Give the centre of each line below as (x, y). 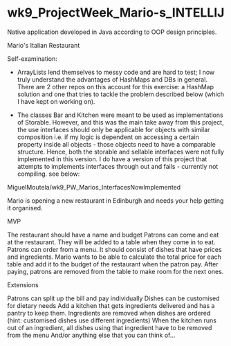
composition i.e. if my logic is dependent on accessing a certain (108, 137)
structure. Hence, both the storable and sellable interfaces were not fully (121, 152)
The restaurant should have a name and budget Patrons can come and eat (113, 235)
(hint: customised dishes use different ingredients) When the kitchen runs (112, 320)
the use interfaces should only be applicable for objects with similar (113, 129)
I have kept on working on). (56, 101)
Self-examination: (32, 58)
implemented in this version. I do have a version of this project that (112, 159)
